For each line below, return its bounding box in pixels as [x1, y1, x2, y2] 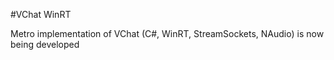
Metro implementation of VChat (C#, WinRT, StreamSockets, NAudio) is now [10, 28, 325, 39]
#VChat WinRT [10, 9, 72, 20]
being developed [10, 39, 80, 50]
